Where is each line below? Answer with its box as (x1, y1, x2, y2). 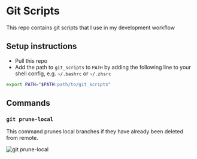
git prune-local (6, 115, 54, 123)
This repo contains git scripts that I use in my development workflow (6, 24, 175, 31)
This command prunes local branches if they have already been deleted (6, 128, 184, 135)
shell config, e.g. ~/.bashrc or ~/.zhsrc (14, 70, 112, 77)
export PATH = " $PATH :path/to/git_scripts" (6, 81, 111, 87)
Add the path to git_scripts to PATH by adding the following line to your (14, 63, 192, 71)
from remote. (6, 134, 39, 142)
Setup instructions (6, 41, 77, 51)
